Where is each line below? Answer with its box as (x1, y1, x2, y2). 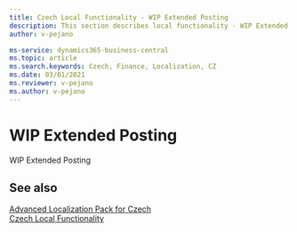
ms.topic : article (9, 54, 77, 63)
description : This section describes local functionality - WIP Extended (9, 21, 289, 30)
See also (9, 180, 58, 196)
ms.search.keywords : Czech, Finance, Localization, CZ (9, 62, 217, 71)
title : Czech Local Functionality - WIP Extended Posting (9, 12, 229, 22)
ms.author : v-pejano (9, 86, 86, 96)
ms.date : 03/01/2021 (9, 70, 86, 80)
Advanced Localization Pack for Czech (9, 204, 152, 214)
